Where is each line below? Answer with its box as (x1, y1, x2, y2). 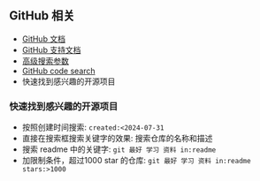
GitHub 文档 (21, 34, 66, 44)
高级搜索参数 (21, 56, 69, 66)
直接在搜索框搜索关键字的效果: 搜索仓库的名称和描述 (21, 133, 213, 144)
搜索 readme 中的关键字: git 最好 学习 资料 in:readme (21, 144, 217, 155)
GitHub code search (21, 65, 96, 76)
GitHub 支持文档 (21, 44, 81, 55)
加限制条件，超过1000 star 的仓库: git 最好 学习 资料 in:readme (21, 155, 251, 166)
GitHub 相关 (9, 8, 75, 24)
